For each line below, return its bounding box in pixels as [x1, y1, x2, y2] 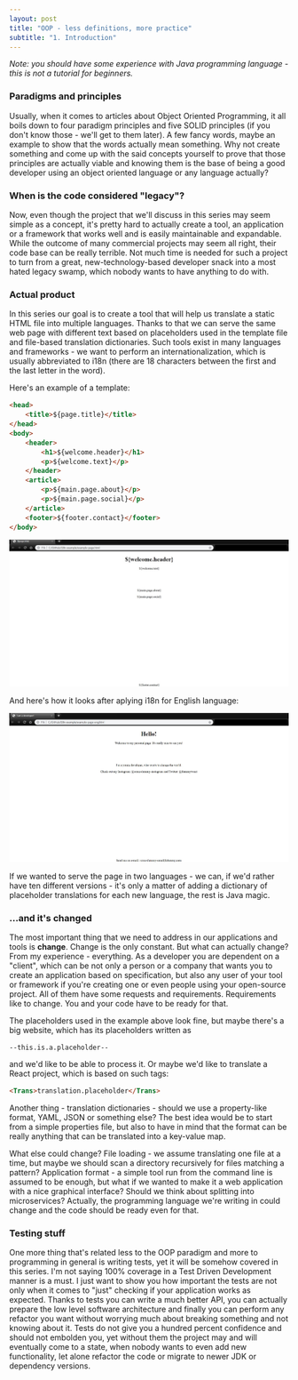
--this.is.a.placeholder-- [9, 1043, 109, 1053]
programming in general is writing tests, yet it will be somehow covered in [9, 1256, 278, 1267]
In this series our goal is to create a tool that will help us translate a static [9, 309, 275, 319]
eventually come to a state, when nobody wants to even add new [9, 1342, 247, 1352]
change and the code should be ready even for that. [9, 1205, 200, 1216]
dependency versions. [9, 1360, 91, 1371]
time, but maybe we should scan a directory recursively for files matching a [9, 1158, 285, 1168]
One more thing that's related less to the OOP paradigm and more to [9, 1248, 259, 1258]
